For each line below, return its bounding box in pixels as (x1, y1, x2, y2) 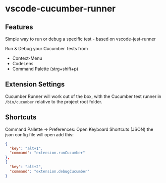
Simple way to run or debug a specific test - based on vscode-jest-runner (5, 36, 156, 42)
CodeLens (12, 61, 34, 66)
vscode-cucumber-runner (5, 3, 116, 14)
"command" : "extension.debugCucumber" (9, 169, 90, 174)
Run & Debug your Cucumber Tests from (5, 46, 88, 51)
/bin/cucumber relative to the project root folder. (5, 98, 103, 104)
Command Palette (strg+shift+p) (12, 66, 78, 72)
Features (5, 23, 33, 31)
